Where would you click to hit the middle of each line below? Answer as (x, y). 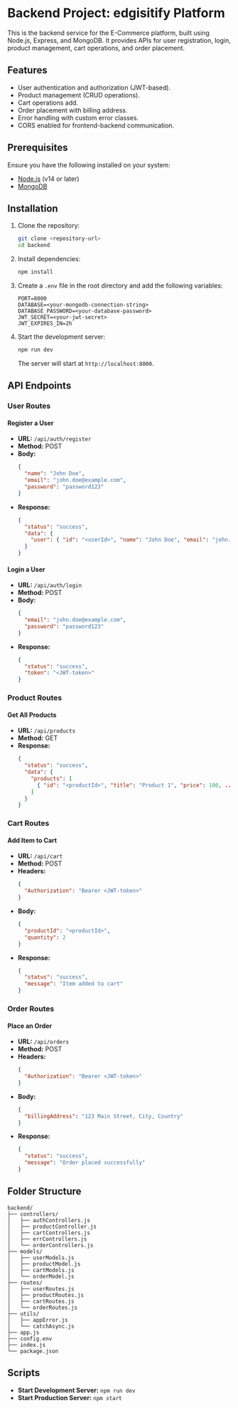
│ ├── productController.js (52, 1226)
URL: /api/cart (40, 856)
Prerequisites (38, 148)
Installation (33, 208)
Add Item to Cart (32, 840)
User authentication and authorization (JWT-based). (94, 88)
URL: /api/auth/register (54, 438)
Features (27, 70)
